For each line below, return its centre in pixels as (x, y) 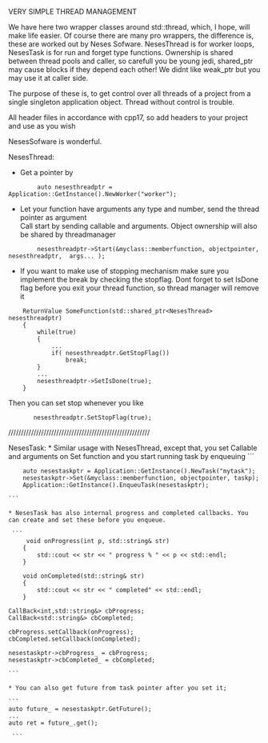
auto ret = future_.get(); (53, 723)
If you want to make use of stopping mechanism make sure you (124, 271)
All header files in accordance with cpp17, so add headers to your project (128, 118)
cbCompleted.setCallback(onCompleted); (75, 639)
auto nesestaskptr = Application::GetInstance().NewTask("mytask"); (139, 471)
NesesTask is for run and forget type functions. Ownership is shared (121, 52)
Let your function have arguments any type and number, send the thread (140, 209)
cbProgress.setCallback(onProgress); (71, 632)
